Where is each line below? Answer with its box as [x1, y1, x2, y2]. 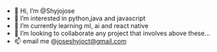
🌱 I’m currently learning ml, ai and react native [13, 22, 149, 30]
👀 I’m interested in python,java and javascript [13, 14, 146, 22]
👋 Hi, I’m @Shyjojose [13, 7, 75, 15]
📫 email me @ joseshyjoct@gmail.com [13, 37, 127, 45]
